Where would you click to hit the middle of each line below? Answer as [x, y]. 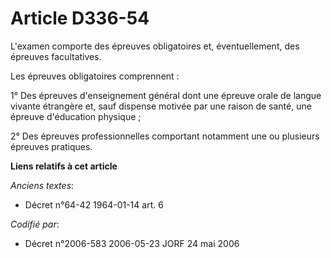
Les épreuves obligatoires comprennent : [95, 76]
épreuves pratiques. [51, 146]
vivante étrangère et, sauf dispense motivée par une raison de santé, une [161, 106]
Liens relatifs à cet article [64, 166]
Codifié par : [35, 224]
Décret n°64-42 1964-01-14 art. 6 [94, 204]
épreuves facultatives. [56, 56]
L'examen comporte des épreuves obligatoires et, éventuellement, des [155, 46]
